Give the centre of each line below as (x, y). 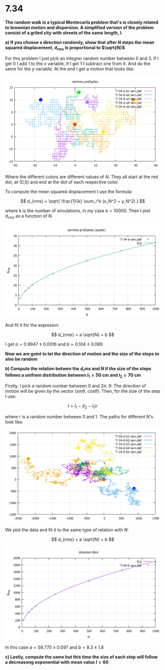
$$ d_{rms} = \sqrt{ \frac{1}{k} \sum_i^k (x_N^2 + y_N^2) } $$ (83, 201)
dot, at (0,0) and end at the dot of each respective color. (62, 182)
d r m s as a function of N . (29, 217)
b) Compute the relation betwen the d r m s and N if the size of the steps (78, 369)
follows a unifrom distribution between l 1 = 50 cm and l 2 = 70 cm (73, 375)
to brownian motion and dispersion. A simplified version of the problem (80, 27)
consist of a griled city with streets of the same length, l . (64, 33)
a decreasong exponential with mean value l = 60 (57, 662)
